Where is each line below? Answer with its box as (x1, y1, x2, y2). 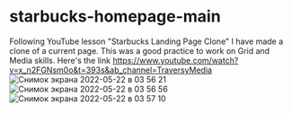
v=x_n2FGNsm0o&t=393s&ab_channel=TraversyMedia (9, 65, 213, 75)
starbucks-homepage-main (9, 6, 222, 27)
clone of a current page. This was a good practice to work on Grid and (9, 45, 270, 56)
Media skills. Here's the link (9, 55, 111, 65)
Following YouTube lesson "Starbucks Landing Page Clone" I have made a (9, 36, 284, 47)
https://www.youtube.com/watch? (111, 55, 239, 65)
